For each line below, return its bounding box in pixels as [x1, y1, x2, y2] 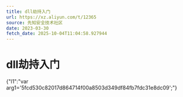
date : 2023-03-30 [6, 25, 49, 31]
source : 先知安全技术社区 [6, 20, 63, 25]
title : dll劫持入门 [6, 8, 51, 15]
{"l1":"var [6, 78, 28, 85]
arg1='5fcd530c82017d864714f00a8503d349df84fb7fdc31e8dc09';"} [6, 84, 178, 92]
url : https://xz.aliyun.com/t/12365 [6, 14, 97, 20]
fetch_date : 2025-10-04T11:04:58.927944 [6, 31, 108, 37]
